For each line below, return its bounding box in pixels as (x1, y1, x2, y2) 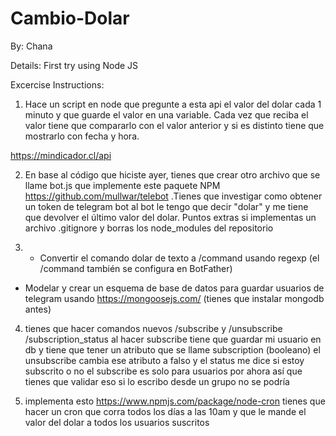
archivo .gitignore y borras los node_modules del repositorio (24, 222, 274, 234)
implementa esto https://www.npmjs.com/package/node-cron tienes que (24, 395, 326, 407)
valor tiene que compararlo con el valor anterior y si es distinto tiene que (24, 119, 325, 131)
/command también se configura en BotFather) (39, 262, 233, 274)
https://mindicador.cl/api (10, 149, 112, 161)
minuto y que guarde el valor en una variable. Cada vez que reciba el (24, 108, 309, 121)
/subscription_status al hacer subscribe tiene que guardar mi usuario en (24, 333, 322, 345)
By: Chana (10, 40, 53, 52)
